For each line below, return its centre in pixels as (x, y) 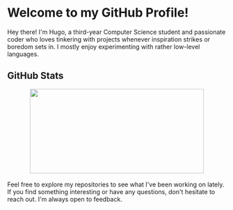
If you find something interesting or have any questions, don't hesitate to (111, 191)
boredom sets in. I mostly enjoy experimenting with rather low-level (104, 46)
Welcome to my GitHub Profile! (98, 13)
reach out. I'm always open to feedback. (65, 199)
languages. (23, 54)
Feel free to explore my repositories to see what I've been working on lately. (116, 184)
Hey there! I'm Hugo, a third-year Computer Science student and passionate (116, 32)
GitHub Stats (35, 76)
